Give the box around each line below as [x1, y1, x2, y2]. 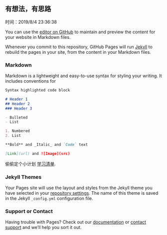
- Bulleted [5, 115, 28, 120]
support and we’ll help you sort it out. [5, 225, 82, 231]
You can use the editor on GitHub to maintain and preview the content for [5, 29, 156, 35]
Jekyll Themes [5, 173, 42, 180]
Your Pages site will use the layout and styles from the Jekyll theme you [5, 185, 153, 191]
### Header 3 [5, 106, 32, 111]
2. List [5, 133, 21, 138]
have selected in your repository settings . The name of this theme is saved [5, 190, 159, 196]
